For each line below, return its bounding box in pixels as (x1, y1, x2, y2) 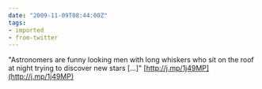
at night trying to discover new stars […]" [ (8, 64, 146, 73)
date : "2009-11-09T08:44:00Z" (8, 11, 108, 20)
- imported (8, 26, 44, 34)
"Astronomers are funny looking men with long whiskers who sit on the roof (8, 55, 255, 65)
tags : (8, 19, 26, 27)
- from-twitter (8, 33, 59, 42)
